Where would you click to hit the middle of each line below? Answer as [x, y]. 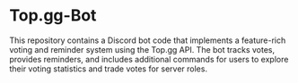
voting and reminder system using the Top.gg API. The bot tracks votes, [142, 49]
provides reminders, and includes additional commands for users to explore [149, 59]
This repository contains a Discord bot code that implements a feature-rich [148, 40]
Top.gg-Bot [53, 16]
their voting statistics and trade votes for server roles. [109, 69]
